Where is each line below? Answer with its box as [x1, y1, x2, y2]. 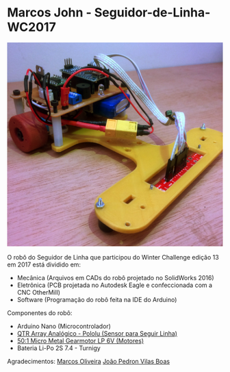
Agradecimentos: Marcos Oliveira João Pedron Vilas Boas [7, 357, 170, 365]
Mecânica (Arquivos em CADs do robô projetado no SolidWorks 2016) [16, 273, 214, 282]
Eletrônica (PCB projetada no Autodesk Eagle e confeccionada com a [16, 281, 213, 289]
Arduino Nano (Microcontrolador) [16, 322, 112, 330]
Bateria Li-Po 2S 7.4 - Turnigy [16, 344, 101, 352]
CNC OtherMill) [16, 288, 60, 296]
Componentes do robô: [7, 308, 73, 317]
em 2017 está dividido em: [7, 260, 81, 269]
